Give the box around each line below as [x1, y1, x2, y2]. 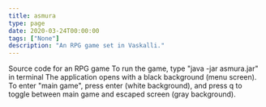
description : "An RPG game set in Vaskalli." [8, 42, 165, 50]
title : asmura [8, 11, 57, 20]
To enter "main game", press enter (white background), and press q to [8, 81, 242, 91]
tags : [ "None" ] [8, 34, 60, 43]
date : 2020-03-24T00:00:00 [8, 27, 100, 35]
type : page [8, 19, 45, 27]
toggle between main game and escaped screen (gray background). [8, 89, 237, 99]
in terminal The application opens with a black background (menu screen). [8, 72, 257, 82]
